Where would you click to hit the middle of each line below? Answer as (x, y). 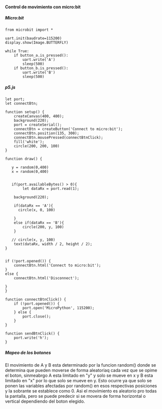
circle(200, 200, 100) (37, 146)
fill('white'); (29, 142)
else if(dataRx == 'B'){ (39, 223)
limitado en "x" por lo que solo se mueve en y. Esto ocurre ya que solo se (78, 380)
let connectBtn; (21, 103)
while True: (17, 51)
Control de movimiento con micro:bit (43, 7)
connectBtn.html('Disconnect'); (46, 278)
